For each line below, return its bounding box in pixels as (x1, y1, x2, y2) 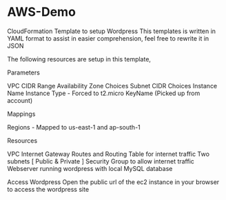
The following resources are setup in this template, (7, 54, 152, 63)
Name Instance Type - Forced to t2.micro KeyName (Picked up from (7, 89, 201, 97)
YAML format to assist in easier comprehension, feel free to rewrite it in (7, 34, 209, 42)
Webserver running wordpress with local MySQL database (7, 164, 173, 172)
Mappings (7, 110, 36, 118)
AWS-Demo (7, 4, 76, 20)
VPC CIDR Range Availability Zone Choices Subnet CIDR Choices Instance (7, 81, 218, 90)
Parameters (7, 68, 40, 77)
